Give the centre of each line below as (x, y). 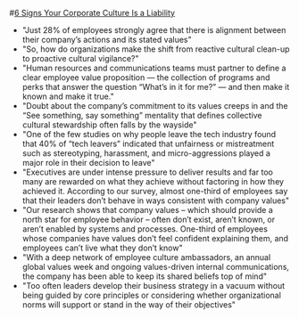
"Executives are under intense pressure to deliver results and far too (148, 172)
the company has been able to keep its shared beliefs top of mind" (145, 276)
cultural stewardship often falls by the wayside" (109, 125)
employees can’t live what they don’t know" (102, 248)
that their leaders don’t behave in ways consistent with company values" (156, 200)
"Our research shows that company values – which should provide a (148, 210)
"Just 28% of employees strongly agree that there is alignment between (154, 30)
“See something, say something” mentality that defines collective (142, 115)
